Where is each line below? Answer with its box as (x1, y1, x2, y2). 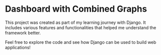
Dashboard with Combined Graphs (5, 3, 147, 15)
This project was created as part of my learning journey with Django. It (5, 19, 146, 25)
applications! (5, 44, 31, 50)
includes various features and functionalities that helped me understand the (5, 24, 157, 30)
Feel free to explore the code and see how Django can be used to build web (5, 39, 157, 45)
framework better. (5, 30, 41, 36)
